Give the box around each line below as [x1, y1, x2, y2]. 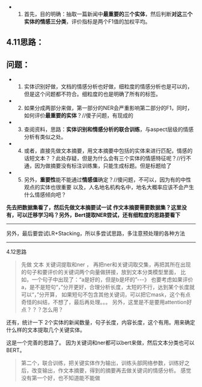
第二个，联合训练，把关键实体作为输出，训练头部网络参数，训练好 [20, 359, 185, 367]
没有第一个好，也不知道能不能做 [20, 374, 100, 382]
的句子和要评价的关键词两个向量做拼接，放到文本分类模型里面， [20, 269, 179, 276]
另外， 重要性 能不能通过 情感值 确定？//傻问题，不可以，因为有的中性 [23, 176, 191, 183]
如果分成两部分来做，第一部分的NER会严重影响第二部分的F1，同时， [23, 105, 193, 112]
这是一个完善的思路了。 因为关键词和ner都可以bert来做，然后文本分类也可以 [6, 339, 195, 346]
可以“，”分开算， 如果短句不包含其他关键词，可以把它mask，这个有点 [20, 291, 191, 298]
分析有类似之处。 [23, 133, 67, 141]
